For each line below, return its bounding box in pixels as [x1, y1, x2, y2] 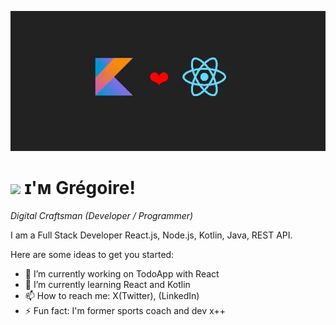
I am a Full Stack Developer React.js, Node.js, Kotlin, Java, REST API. [10, 229, 293, 241]
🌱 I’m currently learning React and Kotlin [24, 278, 191, 290]
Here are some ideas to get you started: [10, 248, 175, 260]
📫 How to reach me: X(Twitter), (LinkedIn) [24, 289, 200, 301]
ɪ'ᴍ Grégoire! [24, 177, 136, 200]
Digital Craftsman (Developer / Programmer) [10, 209, 194, 221]
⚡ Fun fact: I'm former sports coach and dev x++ [24, 304, 226, 316]
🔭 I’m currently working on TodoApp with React [24, 267, 220, 280]
